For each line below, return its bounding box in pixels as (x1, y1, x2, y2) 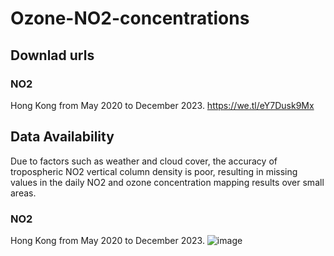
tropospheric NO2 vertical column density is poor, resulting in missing (10, 165, 298, 177)
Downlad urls (10, 47, 95, 64)
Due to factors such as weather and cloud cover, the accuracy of (10, 155, 278, 167)
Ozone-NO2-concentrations (10, 7, 250, 30)
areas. (10, 187, 37, 199)
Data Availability (10, 128, 115, 146)
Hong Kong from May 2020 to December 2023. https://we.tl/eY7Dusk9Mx (10, 99, 315, 111)
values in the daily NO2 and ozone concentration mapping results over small (10, 176, 325, 188)
